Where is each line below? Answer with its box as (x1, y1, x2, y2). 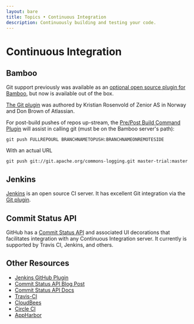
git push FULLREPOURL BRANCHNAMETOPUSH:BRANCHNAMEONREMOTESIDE (6, 136, 165, 143)
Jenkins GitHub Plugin (14, 274, 69, 281)
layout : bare (6, 8, 38, 15)
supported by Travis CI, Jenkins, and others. (6, 242, 113, 248)
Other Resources (6, 258, 69, 268)
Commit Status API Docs (14, 286, 75, 293)
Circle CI (14, 305, 36, 312)
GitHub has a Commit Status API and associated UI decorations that (6, 229, 170, 236)
